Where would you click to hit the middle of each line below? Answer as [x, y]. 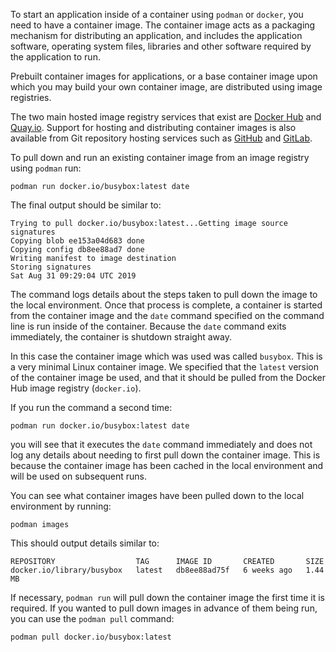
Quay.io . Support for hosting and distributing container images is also [153, 127]
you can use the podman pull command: [92, 618]
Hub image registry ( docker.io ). [76, 388]
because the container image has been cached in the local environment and [167, 465]
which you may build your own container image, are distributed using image [166, 87]
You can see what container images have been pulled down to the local [157, 495]
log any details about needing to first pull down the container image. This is [165, 455]
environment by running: [61, 506]
